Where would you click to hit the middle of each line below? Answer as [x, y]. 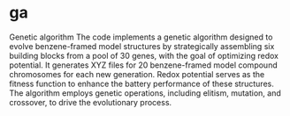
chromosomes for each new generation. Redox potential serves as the [137, 74]
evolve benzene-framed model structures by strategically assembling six [142, 46]
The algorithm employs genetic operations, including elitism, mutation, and [145, 93]
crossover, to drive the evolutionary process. [91, 102]
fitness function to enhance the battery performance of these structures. [141, 83]
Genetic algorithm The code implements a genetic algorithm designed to [141, 37]
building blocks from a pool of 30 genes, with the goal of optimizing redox [144, 55]
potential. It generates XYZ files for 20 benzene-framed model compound [143, 65]
